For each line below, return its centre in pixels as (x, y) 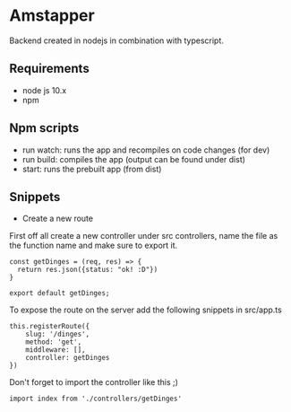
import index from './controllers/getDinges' (95, 399)
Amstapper (52, 16)
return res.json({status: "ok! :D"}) (88, 270)
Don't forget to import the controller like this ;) (94, 382)
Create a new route (58, 219)
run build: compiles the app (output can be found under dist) (134, 159)
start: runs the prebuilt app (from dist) (92, 169)
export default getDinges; (60, 294)
